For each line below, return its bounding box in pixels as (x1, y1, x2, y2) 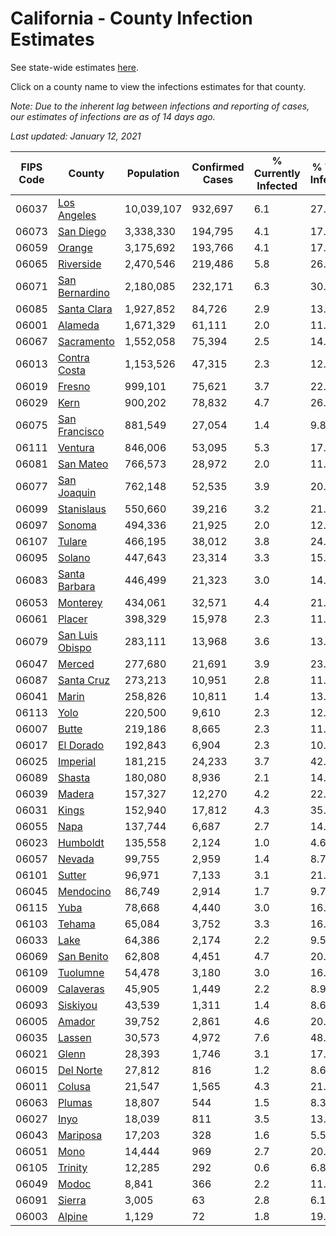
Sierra (57, 1193, 87, 1207)
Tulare (57, 534, 88, 548)
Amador (57, 1014, 96, 1028)
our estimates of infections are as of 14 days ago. (10, 110, 216, 122)
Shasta (57, 770, 91, 784)
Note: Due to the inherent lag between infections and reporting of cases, (10, 100, 310, 112)
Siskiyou (57, 998, 98, 1012)
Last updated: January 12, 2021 (10, 130, 142, 142)
